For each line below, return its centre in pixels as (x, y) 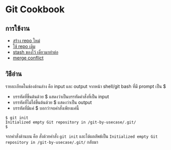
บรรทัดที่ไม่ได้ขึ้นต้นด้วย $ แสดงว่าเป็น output (52, 102)
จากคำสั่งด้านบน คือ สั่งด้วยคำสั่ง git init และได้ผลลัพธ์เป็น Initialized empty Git (81, 136)
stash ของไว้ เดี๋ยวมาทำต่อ (36, 52)
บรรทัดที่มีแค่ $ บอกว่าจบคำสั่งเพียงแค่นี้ (46, 108)
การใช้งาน (17, 28)
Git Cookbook (35, 9)
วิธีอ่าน (14, 74)
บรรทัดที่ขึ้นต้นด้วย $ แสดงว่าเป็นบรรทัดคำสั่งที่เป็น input (61, 96)
